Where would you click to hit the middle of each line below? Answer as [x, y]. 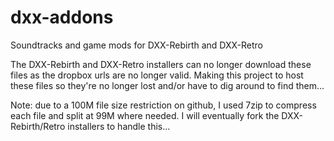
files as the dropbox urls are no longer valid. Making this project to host [157, 75]
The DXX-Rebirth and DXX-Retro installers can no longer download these [161, 64]
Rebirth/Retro [38, 126]
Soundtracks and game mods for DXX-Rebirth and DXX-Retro [137, 45]
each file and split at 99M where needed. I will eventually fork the [145, 115]
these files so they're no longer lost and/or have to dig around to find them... [167, 85]
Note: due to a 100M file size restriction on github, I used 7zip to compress [163, 105]
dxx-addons [62, 17]
